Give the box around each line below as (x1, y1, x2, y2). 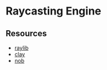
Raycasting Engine (5, 4, 102, 18)
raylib (14, 44, 29, 51)
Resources (5, 28, 47, 39)
